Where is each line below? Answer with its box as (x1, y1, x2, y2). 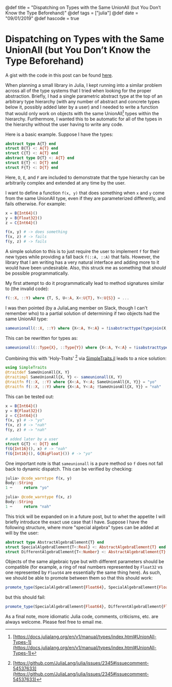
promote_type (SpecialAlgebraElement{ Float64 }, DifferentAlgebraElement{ (5, 604, 164, 609)
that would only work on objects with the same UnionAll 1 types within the (5, 109, 159, 116)
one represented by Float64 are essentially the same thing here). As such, (5, 569, 161, 575)
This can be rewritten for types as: (5, 335, 78, 341)
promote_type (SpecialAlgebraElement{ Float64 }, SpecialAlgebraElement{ (5, 585, 159, 590)
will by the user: (5, 530, 39, 536)
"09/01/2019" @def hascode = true (5, 15, 79, 21)
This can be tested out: (5, 393, 54, 400)
